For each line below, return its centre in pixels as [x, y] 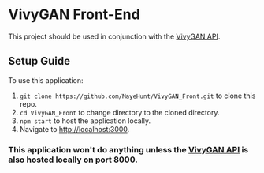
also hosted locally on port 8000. [73, 160]
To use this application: [46, 80]
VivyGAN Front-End [74, 15]
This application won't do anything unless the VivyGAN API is [128, 149]
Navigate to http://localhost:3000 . [74, 129]
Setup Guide [39, 61]
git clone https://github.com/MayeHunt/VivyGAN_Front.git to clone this [138, 96]
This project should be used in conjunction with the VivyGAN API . [114, 36]
